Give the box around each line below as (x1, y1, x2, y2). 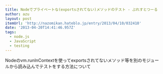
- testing (9, 43, 29, 48)
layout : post (5, 16, 32, 21)
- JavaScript (9, 39, 36, 44)
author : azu (5, 12, 29, 17)
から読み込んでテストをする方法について (9, 63, 91, 69)
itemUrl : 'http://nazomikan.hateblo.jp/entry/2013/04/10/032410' (5, 20, 141, 26)
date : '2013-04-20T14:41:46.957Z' (5, 25, 76, 30)
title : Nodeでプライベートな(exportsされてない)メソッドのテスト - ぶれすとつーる (5, 7, 158, 12)
